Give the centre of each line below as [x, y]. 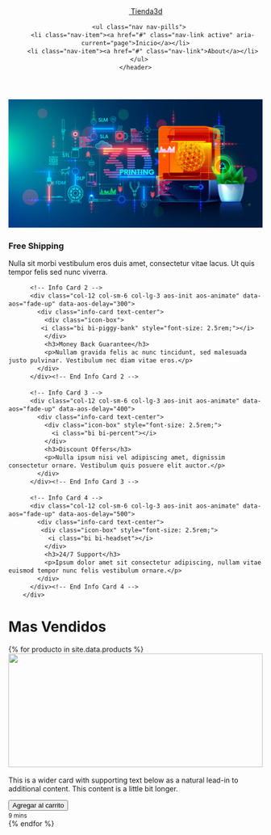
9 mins [18, 816]
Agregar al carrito [38, 805]
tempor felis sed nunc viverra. [58, 272]
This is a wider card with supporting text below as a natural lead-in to [123, 780]
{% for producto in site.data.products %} [76, 649]
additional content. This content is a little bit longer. [94, 789]
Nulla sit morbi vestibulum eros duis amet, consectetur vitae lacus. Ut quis [132, 264]
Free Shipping [36, 246]
